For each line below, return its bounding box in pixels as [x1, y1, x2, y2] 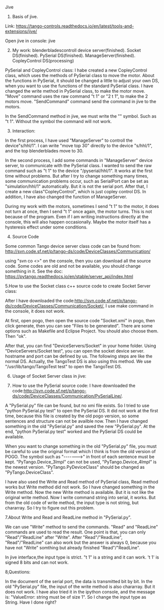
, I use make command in [103, 303, 154, 308]
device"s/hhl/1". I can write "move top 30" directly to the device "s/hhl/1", [5, 143, 153, 149]
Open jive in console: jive [5, 38, 56, 44]
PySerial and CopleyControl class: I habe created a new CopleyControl [5, 67, 147, 73]
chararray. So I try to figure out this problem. [5, 505, 95, 510]
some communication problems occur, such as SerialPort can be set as [5, 178, 149, 184]
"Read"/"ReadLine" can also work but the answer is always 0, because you [5, 539, 157, 545]
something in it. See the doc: [5, 268, 63, 274]
